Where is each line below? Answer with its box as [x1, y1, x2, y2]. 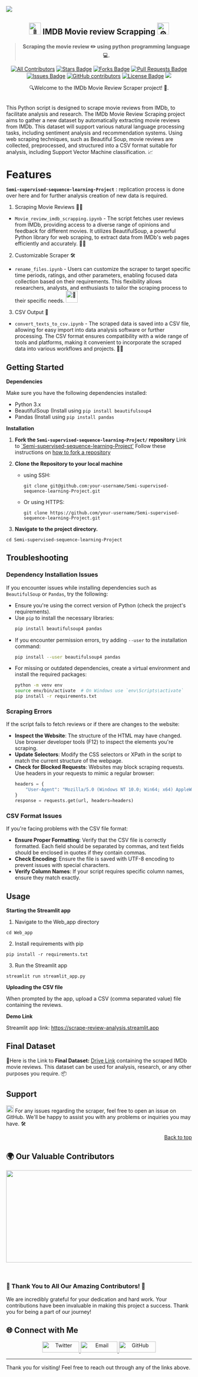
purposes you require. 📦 [6, 1069, 67, 1077]
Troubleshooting [6, 553, 69, 563]
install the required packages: [14, 671, 87, 678]
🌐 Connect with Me [6, 1325, 78, 1336]
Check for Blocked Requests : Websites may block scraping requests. [14, 764, 184, 771]
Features [6, 168, 52, 182]
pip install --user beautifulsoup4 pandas [14, 654, 121, 660]
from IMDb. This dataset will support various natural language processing [6, 123, 184, 130]
